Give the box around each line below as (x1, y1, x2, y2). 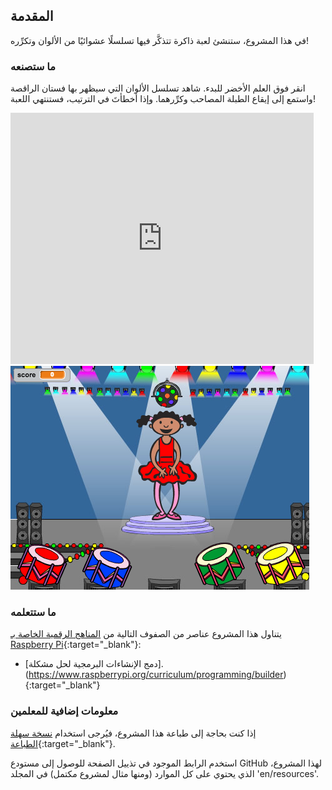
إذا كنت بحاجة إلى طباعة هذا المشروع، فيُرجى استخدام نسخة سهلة (10, 727, 257, 739)
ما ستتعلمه (10, 605, 57, 619)
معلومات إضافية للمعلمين (10, 704, 119, 718)
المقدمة (10, 8, 54, 25)
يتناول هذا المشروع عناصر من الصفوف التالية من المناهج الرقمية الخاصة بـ (10, 628, 282, 640)
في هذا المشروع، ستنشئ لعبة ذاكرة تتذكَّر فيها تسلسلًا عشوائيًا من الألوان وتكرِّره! (10, 34, 309, 46)
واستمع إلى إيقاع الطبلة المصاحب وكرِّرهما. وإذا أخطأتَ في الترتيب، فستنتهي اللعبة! (10, 93, 316, 105)
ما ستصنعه (10, 59, 57, 73)
